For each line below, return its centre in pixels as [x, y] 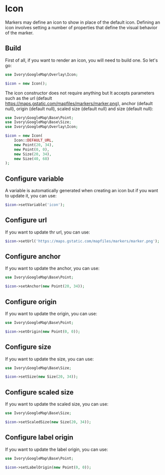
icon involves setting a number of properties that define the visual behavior [81, 27]
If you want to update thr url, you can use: [48, 232]
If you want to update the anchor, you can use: [52, 268]
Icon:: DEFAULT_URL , [34, 140]
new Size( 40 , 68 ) [32, 158]
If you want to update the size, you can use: [49, 359]
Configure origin [31, 302]
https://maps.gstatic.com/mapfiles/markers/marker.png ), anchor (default [79, 103]
